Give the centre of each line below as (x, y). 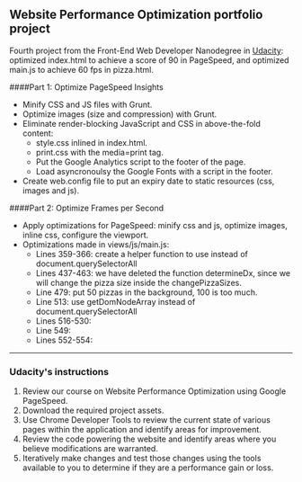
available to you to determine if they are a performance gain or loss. (148, 468)
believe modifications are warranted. (90, 449)
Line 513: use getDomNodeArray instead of (115, 301)
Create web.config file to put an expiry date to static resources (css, (148, 181)
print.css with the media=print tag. (99, 152)
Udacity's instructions (59, 371)
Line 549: (53, 330)
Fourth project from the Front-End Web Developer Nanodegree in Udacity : (147, 50)
